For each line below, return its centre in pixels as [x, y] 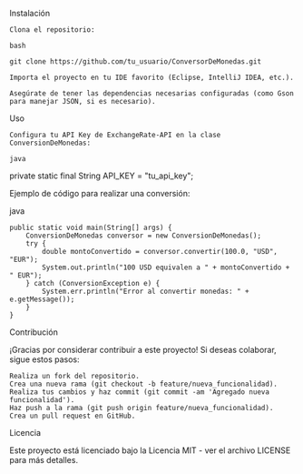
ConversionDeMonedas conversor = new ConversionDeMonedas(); [143, 236]
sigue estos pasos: [44, 359]
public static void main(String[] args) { [91, 227]
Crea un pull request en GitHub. [73, 416]
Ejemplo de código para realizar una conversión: [100, 193]
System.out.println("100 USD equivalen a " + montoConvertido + [166, 267]
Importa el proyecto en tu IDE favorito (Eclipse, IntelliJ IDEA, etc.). [152, 77]
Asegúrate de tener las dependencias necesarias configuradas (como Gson [152, 94]
